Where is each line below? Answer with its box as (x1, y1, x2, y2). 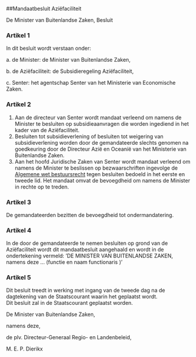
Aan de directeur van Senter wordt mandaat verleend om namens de (14, 114, 182, 121)
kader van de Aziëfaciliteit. (14, 126, 80, 133)
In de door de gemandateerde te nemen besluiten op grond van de (6, 240, 168, 247)
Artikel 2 (6, 100, 31, 109)
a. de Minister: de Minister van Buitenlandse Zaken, (6, 56, 131, 63)
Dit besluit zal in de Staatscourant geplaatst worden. (6, 299, 133, 307)
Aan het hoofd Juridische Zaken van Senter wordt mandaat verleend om (14, 158, 191, 165)
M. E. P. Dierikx (6, 345, 43, 352)
